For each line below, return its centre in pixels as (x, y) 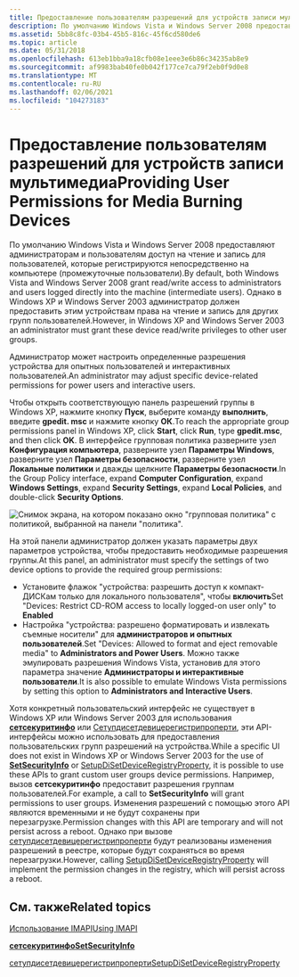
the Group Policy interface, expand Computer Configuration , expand (136, 479)
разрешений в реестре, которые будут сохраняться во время (127, 850)
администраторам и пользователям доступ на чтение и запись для (137, 254)
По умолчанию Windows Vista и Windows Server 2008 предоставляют (142, 245)
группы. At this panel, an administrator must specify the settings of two (139, 560)
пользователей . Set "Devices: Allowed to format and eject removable (150, 644)
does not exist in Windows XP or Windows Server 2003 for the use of (137, 756)
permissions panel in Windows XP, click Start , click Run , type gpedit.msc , (146, 431)
